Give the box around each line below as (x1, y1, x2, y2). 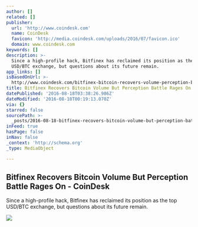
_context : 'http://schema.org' (6, 139, 83, 146)
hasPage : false (6, 129, 44, 135)
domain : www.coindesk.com (11, 42, 75, 48)
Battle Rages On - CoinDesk (6, 181, 110, 191)
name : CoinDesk (11, 31, 49, 36)
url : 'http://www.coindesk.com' (11, 25, 91, 31)
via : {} (6, 101, 25, 108)
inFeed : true (6, 123, 38, 129)
